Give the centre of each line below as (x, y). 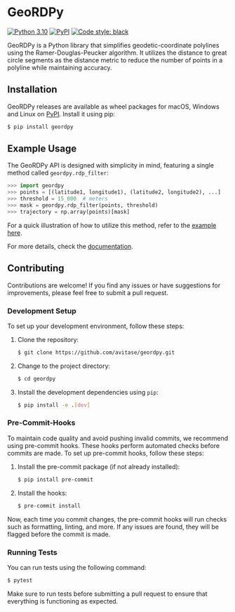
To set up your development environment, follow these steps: (96, 326)
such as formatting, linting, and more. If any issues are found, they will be (113, 526)
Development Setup (42, 311)
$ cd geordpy (36, 379)
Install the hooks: (42, 493)
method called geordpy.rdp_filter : (58, 173)
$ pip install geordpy (40, 127)
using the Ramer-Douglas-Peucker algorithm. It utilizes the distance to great (117, 53)
